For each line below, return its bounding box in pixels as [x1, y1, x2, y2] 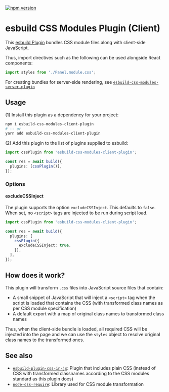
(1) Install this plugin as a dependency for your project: [5, 112, 119, 118]
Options [5, 180, 25, 187]
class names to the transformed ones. [5, 337, 85, 343]
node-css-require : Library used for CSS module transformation [12, 381, 144, 387]
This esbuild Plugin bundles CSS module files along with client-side [5, 39, 146, 45]
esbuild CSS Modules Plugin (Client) [5, 23, 160, 34]
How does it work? [5, 271, 65, 280]
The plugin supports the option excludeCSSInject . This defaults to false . [5, 204, 156, 210]
